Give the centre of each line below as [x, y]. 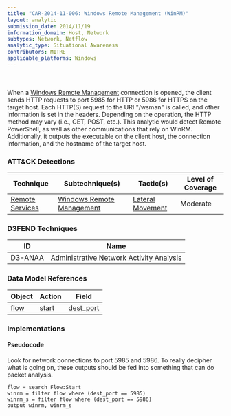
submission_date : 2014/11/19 [49, 26]
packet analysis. [30, 375]
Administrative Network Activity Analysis [116, 258]
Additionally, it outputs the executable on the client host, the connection [109, 136]
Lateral [144, 199]
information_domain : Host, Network [58, 33]
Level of [200, 179]
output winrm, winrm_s [40, 405]
